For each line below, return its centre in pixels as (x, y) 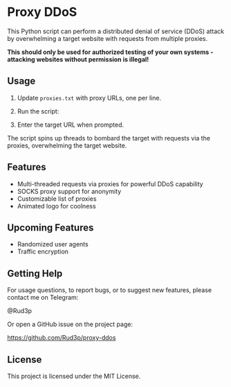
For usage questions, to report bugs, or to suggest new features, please (110, 290)
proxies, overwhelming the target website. (67, 145)
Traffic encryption (43, 252)
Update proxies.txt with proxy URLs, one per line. (89, 98)
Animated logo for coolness (56, 206)
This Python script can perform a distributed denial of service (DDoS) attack (116, 31)
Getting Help (35, 273)
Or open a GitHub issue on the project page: (70, 324)
